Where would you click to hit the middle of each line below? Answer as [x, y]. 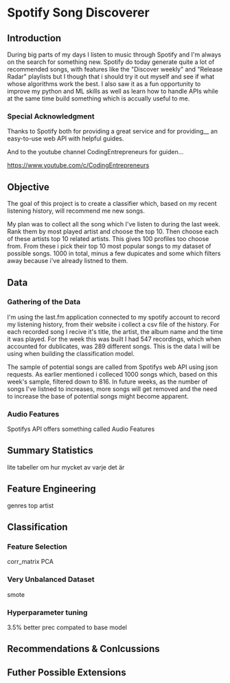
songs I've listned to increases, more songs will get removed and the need [112, 389]
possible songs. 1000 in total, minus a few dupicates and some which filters [114, 253]
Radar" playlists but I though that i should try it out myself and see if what [111, 76]
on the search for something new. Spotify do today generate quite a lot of [111, 62]
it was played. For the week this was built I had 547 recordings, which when [114, 339]
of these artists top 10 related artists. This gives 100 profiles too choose [108, 239]
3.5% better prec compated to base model [67, 627]
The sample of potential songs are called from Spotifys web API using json [113, 367]
